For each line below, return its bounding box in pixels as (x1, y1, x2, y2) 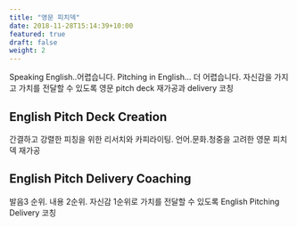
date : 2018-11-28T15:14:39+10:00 (9, 21, 134, 30)
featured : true (9, 29, 66, 38)
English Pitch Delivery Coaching (9, 171, 192, 187)
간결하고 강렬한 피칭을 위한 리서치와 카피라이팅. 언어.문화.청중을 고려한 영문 (9, 134, 271, 144)
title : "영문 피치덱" (9, 12, 80, 22)
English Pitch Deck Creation (9, 109, 168, 125)
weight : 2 (9, 46, 46, 55)
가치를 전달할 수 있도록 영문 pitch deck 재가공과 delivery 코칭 (18, 83, 234, 93)
